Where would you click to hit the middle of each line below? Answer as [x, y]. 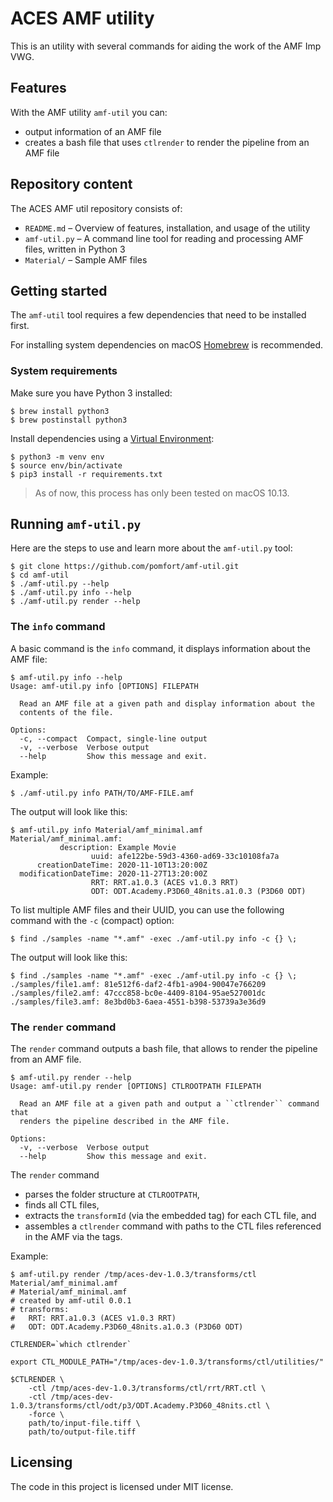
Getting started [59, 290]
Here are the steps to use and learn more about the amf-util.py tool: [151, 548]
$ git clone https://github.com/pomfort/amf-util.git [125, 567]
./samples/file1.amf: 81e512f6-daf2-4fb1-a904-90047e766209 [138, 984]
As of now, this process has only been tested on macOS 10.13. [162, 493]
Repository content [71, 184]
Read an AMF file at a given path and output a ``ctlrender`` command [169, 1104]
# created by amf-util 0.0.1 [71, 1301]
